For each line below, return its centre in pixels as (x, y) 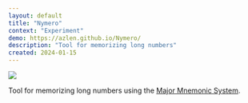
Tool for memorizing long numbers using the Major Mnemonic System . (124, 90)
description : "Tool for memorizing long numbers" (93, 46)
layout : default (35, 16)
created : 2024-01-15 (43, 53)
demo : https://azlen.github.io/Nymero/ (75, 38)
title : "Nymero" (35, 23)
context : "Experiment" (46, 30)
